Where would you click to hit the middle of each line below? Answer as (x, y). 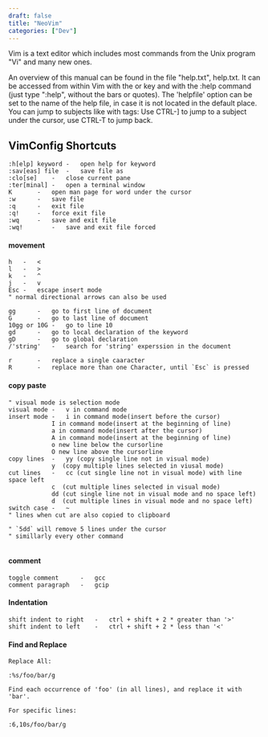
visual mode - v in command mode (68, 409)
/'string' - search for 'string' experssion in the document (120, 346)
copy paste (27, 385)
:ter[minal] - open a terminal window (77, 186)
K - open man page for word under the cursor (100, 192)
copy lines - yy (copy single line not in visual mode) (109, 459)
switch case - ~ (39, 508)
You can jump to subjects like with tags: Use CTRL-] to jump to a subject (128, 112)
